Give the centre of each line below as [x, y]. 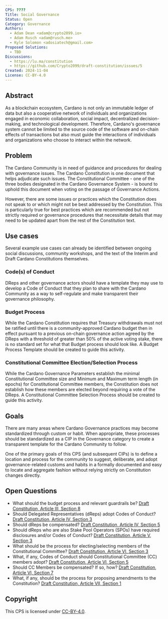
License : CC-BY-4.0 [26, 75]
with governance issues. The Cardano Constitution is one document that [80, 173]
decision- [149, 118]
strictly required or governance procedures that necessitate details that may [84, 215]
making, [14, 124]
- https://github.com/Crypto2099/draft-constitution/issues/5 [76, 66]
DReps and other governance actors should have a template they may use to [84, 283]
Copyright [21, 599]
